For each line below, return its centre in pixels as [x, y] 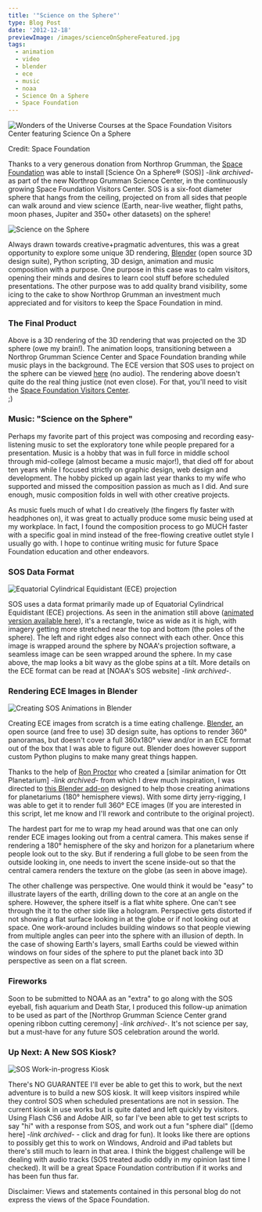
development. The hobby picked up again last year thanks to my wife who [127, 478]
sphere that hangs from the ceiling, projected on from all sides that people [128, 198]
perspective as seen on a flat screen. [68, 961]
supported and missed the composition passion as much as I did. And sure [128, 486]
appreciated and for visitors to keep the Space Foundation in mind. [115, 303]
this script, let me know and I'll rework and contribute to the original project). [131, 814]
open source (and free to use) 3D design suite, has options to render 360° [128, 732]
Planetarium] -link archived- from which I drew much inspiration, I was [122, 780]
